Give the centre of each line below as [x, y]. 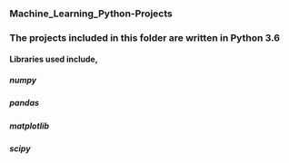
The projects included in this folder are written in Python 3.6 [144, 37]
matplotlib [30, 126]
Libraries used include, [54, 59]
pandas [24, 103]
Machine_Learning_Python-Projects [91, 14]
